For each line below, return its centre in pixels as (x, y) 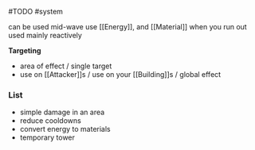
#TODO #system (36, 12)
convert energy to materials (65, 129)
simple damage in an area (62, 112)
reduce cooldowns (50, 121)
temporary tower (47, 137)
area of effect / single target (66, 66)
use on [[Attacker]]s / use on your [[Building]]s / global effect (120, 74)
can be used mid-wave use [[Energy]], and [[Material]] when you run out (127, 27)
